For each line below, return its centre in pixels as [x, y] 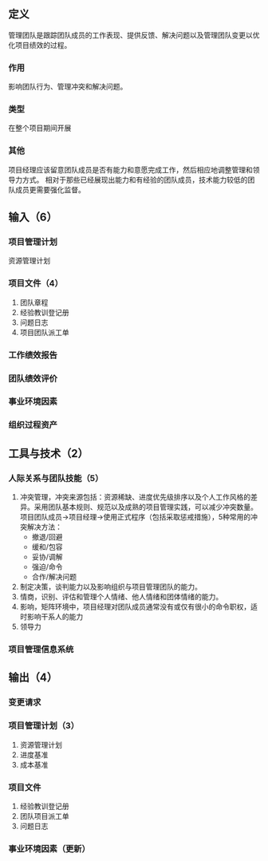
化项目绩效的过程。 [40, 45]
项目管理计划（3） [44, 726]
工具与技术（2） [49, 453]
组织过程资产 [33, 425]
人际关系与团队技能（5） [56, 478]
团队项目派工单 [44, 816]
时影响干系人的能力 [51, 617]
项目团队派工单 [44, 332]
